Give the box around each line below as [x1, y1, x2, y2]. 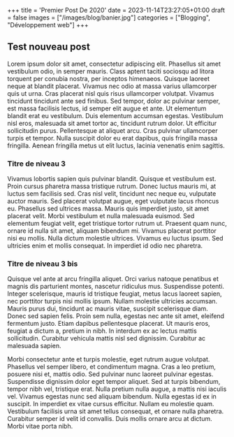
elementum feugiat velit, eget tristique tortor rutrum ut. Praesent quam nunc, [7, 220, 227, 228]
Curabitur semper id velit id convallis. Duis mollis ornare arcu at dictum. [7, 415, 212, 423]
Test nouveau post [7, 41, 91, 53]
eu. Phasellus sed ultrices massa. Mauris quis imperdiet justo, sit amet [7, 204, 210, 213]
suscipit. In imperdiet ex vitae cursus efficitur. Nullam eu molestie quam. [7, 400, 214, 408]
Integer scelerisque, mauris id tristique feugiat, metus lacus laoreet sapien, [7, 289, 222, 298]
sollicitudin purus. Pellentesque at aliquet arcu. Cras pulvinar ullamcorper [7, 126, 218, 135]
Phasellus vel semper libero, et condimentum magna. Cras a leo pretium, [7, 363, 217, 371]
